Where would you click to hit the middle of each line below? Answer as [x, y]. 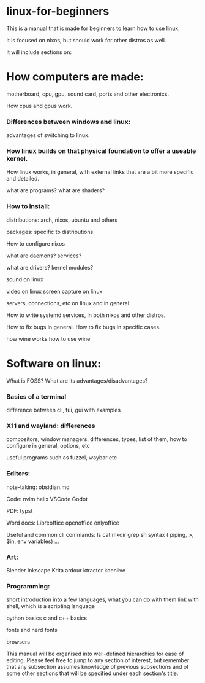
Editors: [18, 474]
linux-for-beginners [58, 11]
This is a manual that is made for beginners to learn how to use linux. [93, 28]
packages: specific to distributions [50, 232]
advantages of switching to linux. [48, 135]
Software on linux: [54, 363]
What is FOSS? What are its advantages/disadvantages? [77, 381]
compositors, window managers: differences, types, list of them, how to [97, 439]
